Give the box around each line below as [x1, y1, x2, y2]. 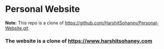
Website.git [5, 25, 28, 31]
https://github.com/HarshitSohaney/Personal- [64, 20, 159, 26]
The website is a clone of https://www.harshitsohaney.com [5, 37, 152, 44]
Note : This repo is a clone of [5, 20, 64, 26]
